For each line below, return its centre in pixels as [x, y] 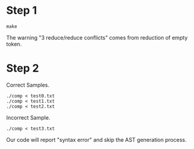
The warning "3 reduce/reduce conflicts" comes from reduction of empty [97, 37]
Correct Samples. [28, 85]
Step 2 [23, 68]
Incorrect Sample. [28, 117]
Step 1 [22, 11]
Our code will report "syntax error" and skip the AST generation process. [96, 139]
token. [14, 44]
